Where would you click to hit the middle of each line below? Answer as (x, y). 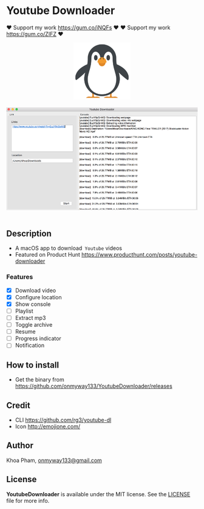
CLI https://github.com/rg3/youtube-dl (63, 420)
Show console (33, 304)
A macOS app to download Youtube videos (69, 248)
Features (20, 277)
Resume (25, 332)
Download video (36, 290)
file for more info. (28, 500)
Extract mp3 (30, 318)
